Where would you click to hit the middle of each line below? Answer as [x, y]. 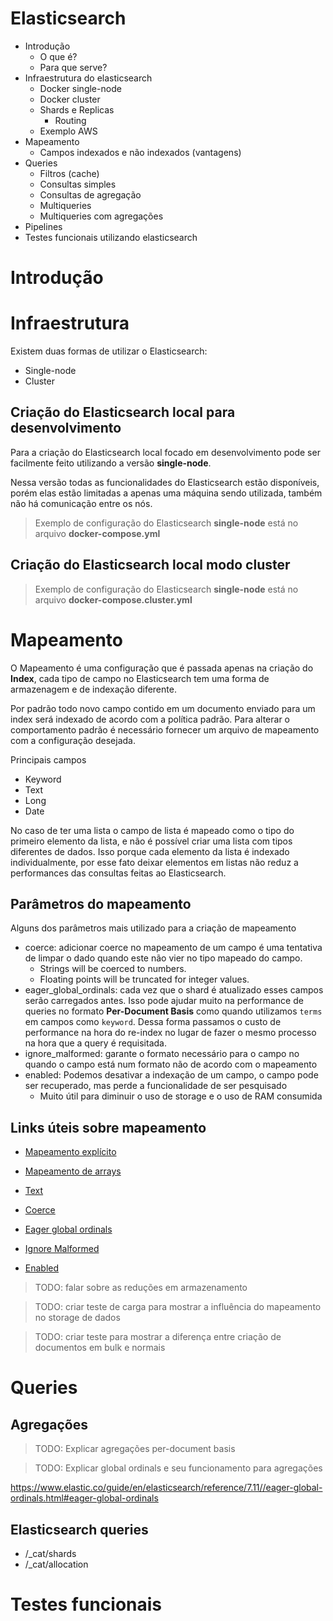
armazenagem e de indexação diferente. [93, 689]
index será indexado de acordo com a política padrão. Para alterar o [150, 719]
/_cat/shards [50, 1554]
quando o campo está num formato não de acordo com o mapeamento [171, 1064]
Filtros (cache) [69, 173]
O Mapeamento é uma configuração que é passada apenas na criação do [162, 668]
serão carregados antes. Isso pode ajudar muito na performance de [164, 1001]
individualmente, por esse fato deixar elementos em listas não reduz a [154, 862]
